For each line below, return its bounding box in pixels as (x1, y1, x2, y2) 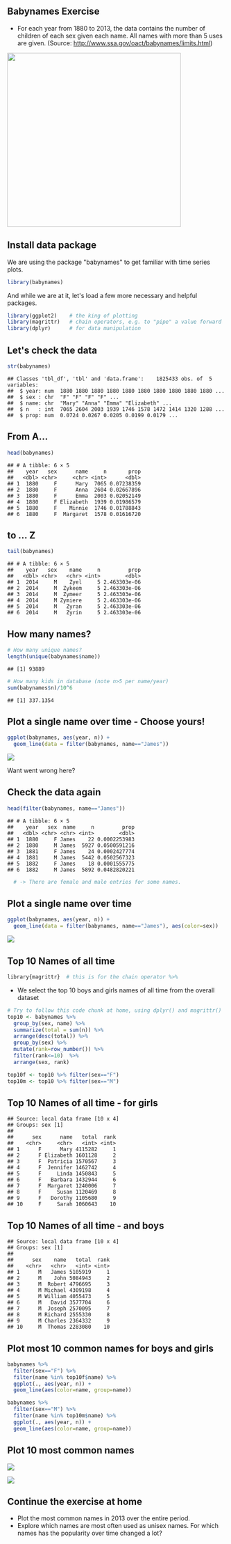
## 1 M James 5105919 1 (7, 1269, 110, 1276)
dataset (17, 993, 40, 1001)
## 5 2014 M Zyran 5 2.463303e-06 (7, 603, 141, 610)
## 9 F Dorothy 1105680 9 (7, 1194, 117, 1202)
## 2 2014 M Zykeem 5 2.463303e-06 (7, 585, 141, 592)
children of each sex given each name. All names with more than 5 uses (17, 31, 223, 40)
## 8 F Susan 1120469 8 (7, 1189, 117, 1196)
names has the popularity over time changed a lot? (17, 1529, 163, 1538)
